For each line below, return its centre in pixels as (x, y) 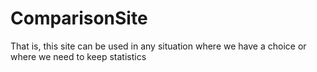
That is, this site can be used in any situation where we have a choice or (158, 46)
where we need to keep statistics (78, 56)
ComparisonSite (79, 18)
